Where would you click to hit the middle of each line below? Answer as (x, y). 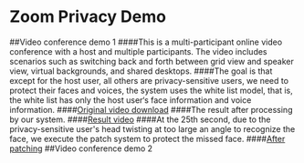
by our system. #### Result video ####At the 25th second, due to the (140, 119)
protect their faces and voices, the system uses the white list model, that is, (152, 90)
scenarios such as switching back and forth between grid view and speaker (152, 61)
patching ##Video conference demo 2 (81, 148)
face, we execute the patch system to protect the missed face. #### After (147, 138)
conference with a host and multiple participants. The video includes (138, 51)
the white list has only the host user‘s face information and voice (131, 100)
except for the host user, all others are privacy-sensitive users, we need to (149, 80)
